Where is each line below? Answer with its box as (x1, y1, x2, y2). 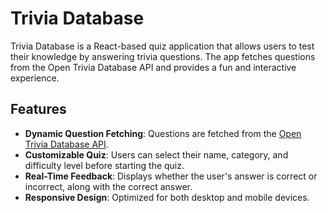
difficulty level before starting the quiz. (24, 159, 185, 171)
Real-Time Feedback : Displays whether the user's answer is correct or (24, 170, 318, 182)
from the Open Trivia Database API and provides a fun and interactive (10, 61, 297, 73)
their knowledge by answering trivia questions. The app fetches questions (10, 50, 316, 62)
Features (10, 101, 67, 118)
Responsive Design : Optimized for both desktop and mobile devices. (24, 191, 310, 203)
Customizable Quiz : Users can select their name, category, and (24, 148, 289, 161)
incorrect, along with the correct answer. (24, 180, 193, 192)
